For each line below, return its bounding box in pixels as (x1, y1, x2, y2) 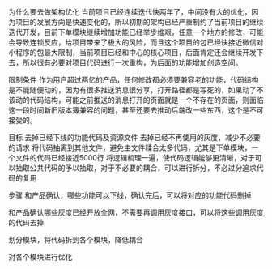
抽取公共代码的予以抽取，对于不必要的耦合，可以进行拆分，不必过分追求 (15, 163, 257, 173)
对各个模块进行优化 (8, 252, 73, 262)
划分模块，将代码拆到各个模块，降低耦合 (8, 235, 143, 245)
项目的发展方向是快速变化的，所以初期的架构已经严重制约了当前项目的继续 (15, 17, 264, 27)
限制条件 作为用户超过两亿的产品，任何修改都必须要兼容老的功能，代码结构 (8, 75, 259, 84)
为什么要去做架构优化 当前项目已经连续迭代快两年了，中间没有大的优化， (8, 7, 252, 16)
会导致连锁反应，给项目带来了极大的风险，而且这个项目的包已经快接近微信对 (8, 37, 264, 47)
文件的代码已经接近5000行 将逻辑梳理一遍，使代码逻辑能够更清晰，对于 (15, 153, 255, 162)
